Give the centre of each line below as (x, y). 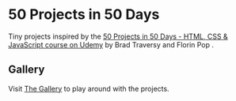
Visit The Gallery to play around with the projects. (89, 88)
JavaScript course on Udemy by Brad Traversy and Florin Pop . (111, 44)
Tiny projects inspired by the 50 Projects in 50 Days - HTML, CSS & (118, 36)
